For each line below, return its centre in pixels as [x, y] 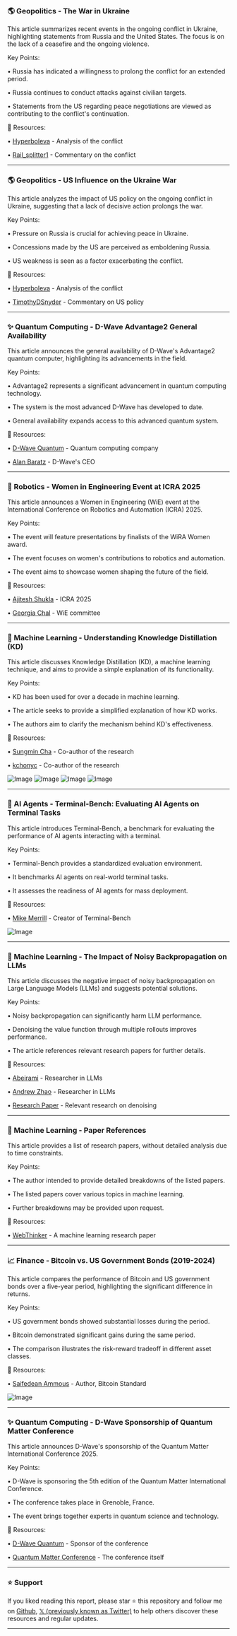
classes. [19, 1356]
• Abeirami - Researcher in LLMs [55, 1078]
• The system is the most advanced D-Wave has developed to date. [105, 407]
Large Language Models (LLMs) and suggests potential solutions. [102, 989]
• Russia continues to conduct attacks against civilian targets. [97, 93]
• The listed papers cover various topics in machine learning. [96, 1194]
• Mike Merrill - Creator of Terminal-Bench [69, 918]
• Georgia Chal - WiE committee [54, 613]
